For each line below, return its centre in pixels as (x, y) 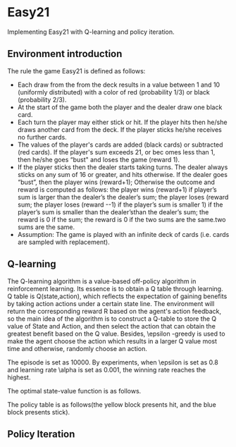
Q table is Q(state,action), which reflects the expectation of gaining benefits (117, 296)
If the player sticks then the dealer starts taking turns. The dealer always (123, 167)
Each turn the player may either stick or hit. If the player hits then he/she (122, 122)
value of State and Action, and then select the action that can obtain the (112, 326)
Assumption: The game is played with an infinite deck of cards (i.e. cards (123, 234)
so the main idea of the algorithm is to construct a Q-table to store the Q (112, 319)
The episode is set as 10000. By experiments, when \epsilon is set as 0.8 (113, 362)
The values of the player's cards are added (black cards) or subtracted (120, 145)
